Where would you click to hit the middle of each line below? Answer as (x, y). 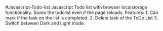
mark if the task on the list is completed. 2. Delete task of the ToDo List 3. (82, 18)
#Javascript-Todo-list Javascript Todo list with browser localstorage (76, 7)
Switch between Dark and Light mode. (45, 23)
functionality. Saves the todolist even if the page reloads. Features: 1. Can (82, 12)
